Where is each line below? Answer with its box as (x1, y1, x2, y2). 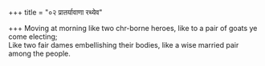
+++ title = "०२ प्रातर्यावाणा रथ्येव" (8, 8, 103, 17)
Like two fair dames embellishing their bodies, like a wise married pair (8, 41, 239, 49)
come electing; (8, 32, 58, 41)
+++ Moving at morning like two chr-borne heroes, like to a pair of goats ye (8, 24, 258, 33)
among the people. (8, 49, 71, 58)
